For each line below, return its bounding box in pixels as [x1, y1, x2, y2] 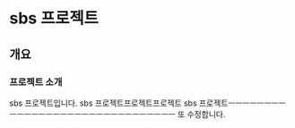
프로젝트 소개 [9, 75, 63, 88]
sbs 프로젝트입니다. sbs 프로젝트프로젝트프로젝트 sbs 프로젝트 [9, 98, 229, 108]
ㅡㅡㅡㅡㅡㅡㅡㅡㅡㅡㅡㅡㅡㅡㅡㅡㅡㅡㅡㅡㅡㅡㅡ [9, 108, 177, 119]
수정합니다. [187, 108, 226, 119]
